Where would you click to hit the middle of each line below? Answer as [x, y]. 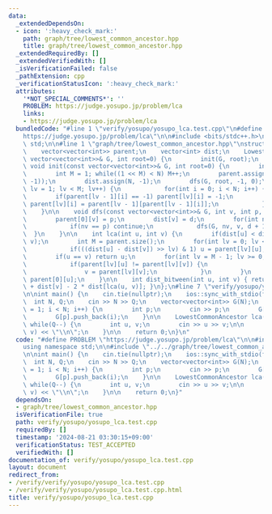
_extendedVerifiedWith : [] [61, 62]
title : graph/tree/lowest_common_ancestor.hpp [103, 46]
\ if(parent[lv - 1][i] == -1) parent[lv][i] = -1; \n [128, 196]
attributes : [36, 91]
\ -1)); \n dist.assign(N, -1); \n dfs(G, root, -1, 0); [143, 182]
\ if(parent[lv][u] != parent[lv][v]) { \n [115, 264]
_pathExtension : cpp [50, 76]
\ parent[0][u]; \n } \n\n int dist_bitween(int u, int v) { [136, 279]
